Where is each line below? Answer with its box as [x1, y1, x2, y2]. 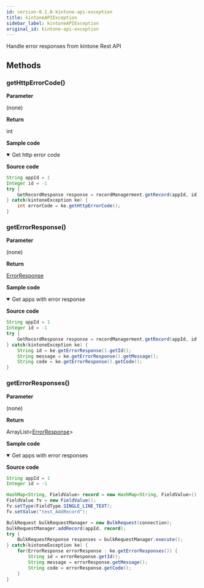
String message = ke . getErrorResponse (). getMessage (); [17, 353, 159, 359]
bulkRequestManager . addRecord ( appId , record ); [6, 525, 126, 531]
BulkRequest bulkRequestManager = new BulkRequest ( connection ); [6, 519, 172, 526]
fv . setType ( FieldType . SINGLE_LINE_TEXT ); [6, 503, 113, 510]
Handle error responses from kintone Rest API [6, 43, 121, 50]
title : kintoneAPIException [6, 15, 78, 21]
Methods [6, 60, 41, 71]
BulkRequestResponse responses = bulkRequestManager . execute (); [17, 536, 183, 543]
